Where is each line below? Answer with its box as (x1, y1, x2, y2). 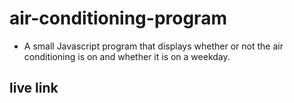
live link (9, 80, 59, 97)
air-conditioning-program (9, 7, 227, 30)
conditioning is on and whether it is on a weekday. (23, 50, 231, 62)
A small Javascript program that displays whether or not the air (23, 40, 284, 52)
